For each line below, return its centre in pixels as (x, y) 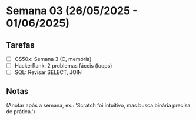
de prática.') (21, 112)
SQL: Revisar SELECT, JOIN (48, 72)
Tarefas (21, 45)
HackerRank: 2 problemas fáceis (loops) (63, 66)
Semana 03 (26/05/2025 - (72, 11)
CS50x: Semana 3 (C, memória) (53, 59)
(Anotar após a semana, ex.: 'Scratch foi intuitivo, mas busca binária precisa (98, 105)
